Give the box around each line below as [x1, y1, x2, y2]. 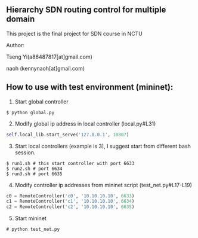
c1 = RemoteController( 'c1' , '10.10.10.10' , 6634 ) [6, 199, 135, 205]
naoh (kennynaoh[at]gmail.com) [6, 65, 85, 72]
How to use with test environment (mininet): [6, 82, 174, 92]
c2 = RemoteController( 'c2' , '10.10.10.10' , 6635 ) [6, 204, 135, 210]
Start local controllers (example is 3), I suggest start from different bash [14, 142, 191, 149]
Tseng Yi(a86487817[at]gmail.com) [6, 53, 92, 60]
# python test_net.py [6, 227, 60, 233]
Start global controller [14, 98, 69, 105]
